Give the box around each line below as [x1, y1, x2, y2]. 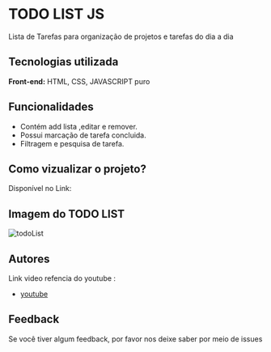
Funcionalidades [8, 100, 95, 114]
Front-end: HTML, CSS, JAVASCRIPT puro [8, 76, 150, 86]
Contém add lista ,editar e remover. [19, 121, 138, 131]
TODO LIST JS [8, 5, 105, 23]
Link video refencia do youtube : [8, 274, 116, 283]
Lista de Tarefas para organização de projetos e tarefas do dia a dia [8, 32, 234, 41]
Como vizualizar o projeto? [8, 162, 147, 176]
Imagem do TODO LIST [8, 207, 125, 221]
